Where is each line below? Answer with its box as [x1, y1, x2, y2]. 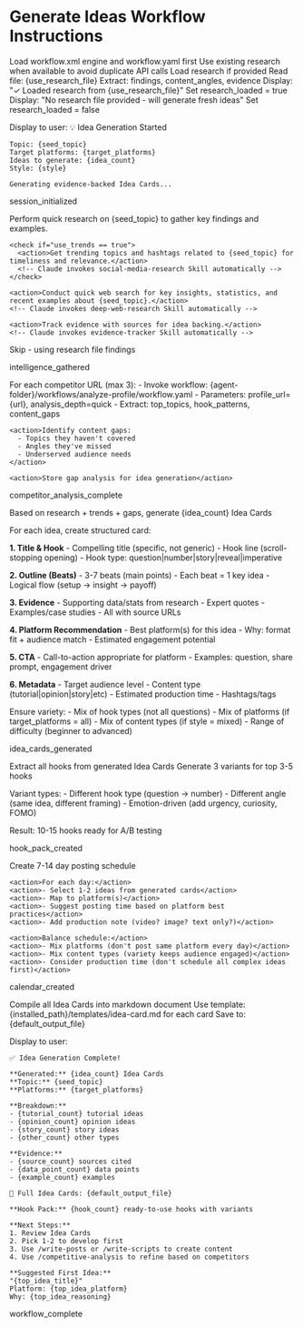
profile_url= [248, 388, 291, 399]
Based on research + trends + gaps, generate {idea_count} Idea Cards [9, 507, 272, 518]
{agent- [210, 379, 239, 390]
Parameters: [200, 388, 247, 399]
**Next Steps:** [9, 1221, 71, 1230]
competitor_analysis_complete [9, 489, 123, 500]
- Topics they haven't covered [17, 434, 136, 443]
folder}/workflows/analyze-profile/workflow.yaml [9, 388, 193, 399]
